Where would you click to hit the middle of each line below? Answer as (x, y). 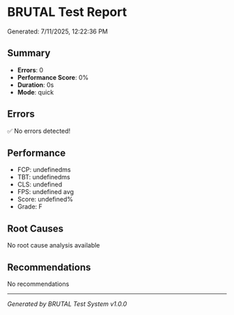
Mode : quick (36, 92)
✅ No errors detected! (39, 131)
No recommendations (38, 284)
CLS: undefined (40, 184)
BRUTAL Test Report (67, 12)
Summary (29, 53)
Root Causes (36, 228)
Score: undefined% (45, 200)
